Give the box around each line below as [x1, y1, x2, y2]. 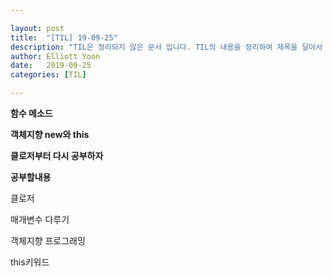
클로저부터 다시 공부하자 [10, 150, 104, 161]
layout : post [10, 23, 65, 33]
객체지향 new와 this [10, 129, 90, 140]
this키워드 [10, 256, 50, 268]
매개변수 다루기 [10, 214, 70, 225]
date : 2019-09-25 [10, 61, 92, 71]
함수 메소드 [10, 107, 53, 119]
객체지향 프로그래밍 [10, 235, 86, 246]
